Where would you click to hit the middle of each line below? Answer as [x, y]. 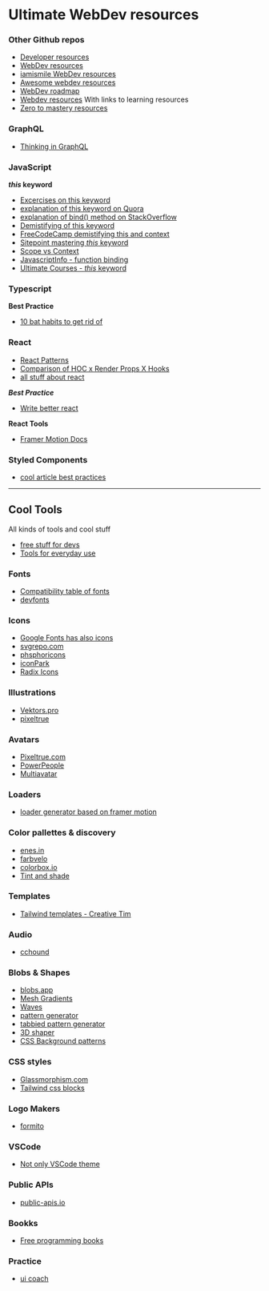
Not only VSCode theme [60, 1164]
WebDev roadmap [50, 91]
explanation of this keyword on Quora [82, 209]
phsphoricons [43, 655]
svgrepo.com [42, 647]
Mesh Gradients [46, 999]
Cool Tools [35, 510]
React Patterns [44, 360]
